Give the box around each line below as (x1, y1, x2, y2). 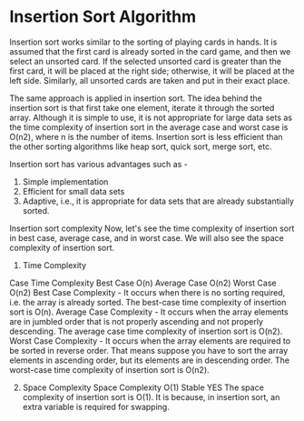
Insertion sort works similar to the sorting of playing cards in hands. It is (9, 36, 278, 47)
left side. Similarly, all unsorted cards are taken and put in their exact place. (9, 75, 290, 85)
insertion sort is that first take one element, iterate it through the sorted (9, 102, 275, 113)
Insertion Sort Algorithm (9, 6, 197, 27)
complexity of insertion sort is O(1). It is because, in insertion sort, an (22, 391, 280, 402)
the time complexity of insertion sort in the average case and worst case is (9, 121, 289, 133)
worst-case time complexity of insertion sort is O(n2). (9, 364, 211, 375)
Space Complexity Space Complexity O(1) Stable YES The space (22, 382, 265, 393)
